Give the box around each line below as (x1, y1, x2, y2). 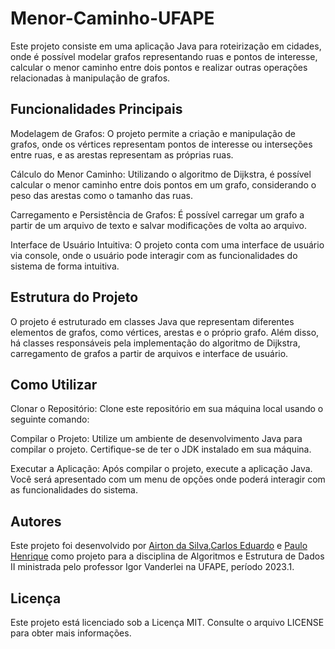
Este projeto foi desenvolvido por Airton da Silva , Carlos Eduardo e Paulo (10, 540, 308, 552)
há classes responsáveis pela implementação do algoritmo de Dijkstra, (10, 337, 301, 349)
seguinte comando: (10, 413, 90, 426)
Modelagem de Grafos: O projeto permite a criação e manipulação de (10, 127, 296, 139)
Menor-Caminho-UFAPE (10, 7, 215, 30)
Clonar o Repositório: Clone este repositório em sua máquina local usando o (10, 403, 324, 415)
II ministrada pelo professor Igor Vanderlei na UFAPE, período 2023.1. (10, 561, 295, 573)
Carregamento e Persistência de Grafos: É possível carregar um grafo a (10, 208, 305, 221)
